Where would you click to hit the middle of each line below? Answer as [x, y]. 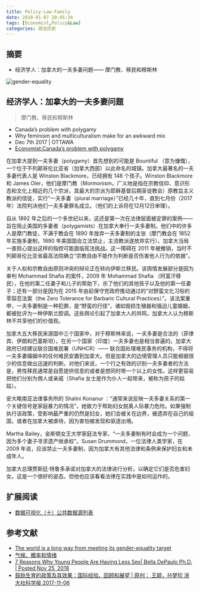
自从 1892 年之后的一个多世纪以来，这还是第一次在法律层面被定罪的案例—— [100, 218]
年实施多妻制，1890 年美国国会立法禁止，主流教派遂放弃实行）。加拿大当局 [98, 240]
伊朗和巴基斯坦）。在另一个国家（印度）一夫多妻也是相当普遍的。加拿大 [104, 341]
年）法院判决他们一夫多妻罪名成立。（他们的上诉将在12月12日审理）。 [90, 205]
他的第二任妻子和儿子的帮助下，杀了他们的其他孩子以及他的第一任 [105, 283]
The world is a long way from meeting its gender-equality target [93, 548]
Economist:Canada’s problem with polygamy [69, 148]
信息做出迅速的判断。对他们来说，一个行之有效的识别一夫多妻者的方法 [102, 363]
